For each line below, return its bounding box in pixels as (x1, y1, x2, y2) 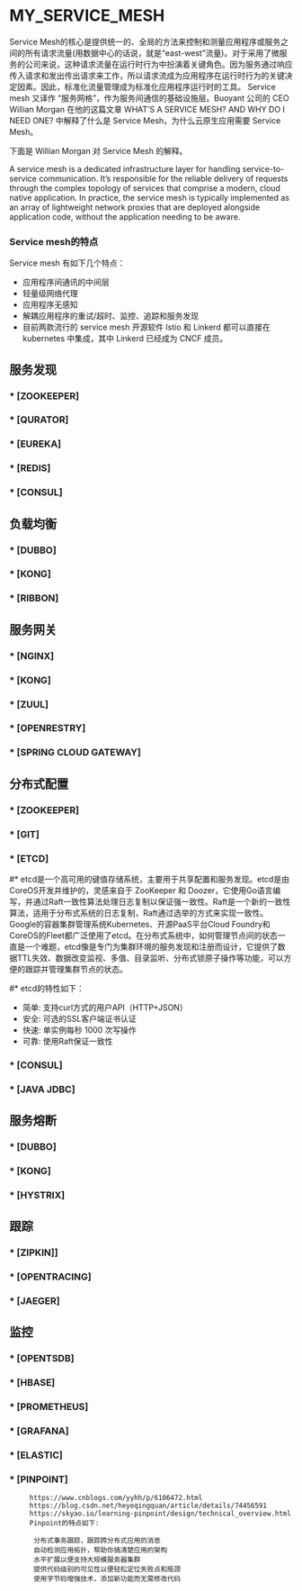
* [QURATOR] (9, 413, 69, 426)
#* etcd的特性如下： (9, 982, 84, 993)
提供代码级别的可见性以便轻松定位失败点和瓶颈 (32, 1565, 182, 1574)
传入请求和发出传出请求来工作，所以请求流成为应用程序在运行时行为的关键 (9, 69, 285, 81)
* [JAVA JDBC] (9, 1082, 75, 1095)
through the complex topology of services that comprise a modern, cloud (9, 182, 280, 194)
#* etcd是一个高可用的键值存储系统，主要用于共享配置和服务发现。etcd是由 (9, 873, 290, 884)
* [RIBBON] (9, 592, 59, 604)
